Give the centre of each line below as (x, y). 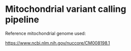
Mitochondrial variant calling (66, 9)
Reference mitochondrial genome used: (45, 33)
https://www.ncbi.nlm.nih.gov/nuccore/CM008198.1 (58, 43)
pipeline (22, 20)
